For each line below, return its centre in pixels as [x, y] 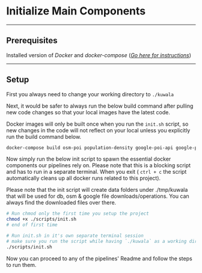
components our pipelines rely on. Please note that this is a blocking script [99, 165]
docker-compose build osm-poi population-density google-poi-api [90, 148]
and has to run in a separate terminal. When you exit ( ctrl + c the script [96, 172]
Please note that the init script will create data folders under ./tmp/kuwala [97, 190]
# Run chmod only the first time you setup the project [78, 214]
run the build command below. [44, 136]
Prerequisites [32, 41]
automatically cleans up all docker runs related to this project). [84, 178]
